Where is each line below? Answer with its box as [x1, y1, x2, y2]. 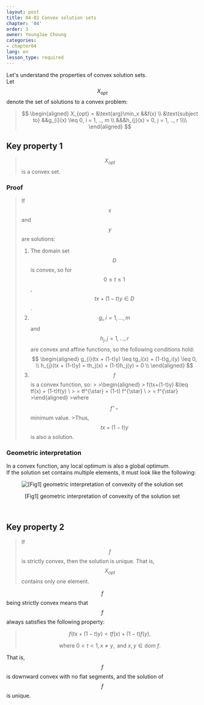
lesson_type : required [6, 54, 64, 61]
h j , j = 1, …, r [100, 334, 129, 343]
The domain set [30, 247, 70, 254]
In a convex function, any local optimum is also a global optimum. [6, 462, 171, 470]
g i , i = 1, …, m [98, 314, 131, 323]
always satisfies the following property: [6, 618, 105, 626]
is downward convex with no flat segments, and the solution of [6, 673, 164, 681]
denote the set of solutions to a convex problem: [6, 98, 128, 106]
